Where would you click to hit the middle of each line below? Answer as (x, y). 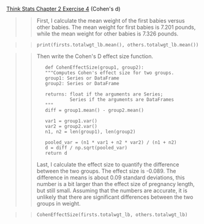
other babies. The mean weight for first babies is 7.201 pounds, (116, 27)
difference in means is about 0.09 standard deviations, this (111, 177)
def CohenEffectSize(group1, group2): (94, 67)
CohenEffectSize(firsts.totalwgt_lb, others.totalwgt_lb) (112, 215)
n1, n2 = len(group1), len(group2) (90, 132)
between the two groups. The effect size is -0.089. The (106, 171)
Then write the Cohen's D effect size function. (95, 56)
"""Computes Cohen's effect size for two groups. (110, 73)
